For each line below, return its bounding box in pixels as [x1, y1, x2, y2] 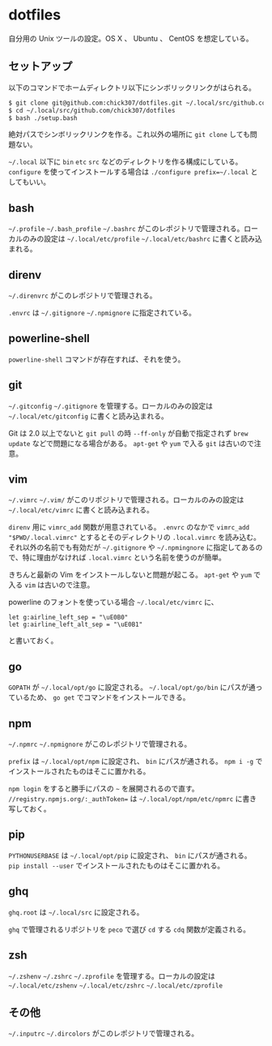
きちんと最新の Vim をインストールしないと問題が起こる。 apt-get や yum [8, 570, 253, 580]
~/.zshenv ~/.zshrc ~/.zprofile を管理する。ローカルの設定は [8, 971, 216, 980]
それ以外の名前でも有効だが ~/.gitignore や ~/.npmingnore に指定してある [8, 542, 256, 552]
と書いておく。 [8, 636, 58, 645]
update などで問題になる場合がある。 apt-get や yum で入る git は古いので [8, 438, 255, 448]
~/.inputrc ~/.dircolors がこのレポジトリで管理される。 [8, 1028, 199, 1039]
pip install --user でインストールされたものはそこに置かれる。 [8, 860, 225, 870]
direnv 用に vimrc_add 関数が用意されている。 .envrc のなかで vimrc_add [8, 522, 249, 532]
